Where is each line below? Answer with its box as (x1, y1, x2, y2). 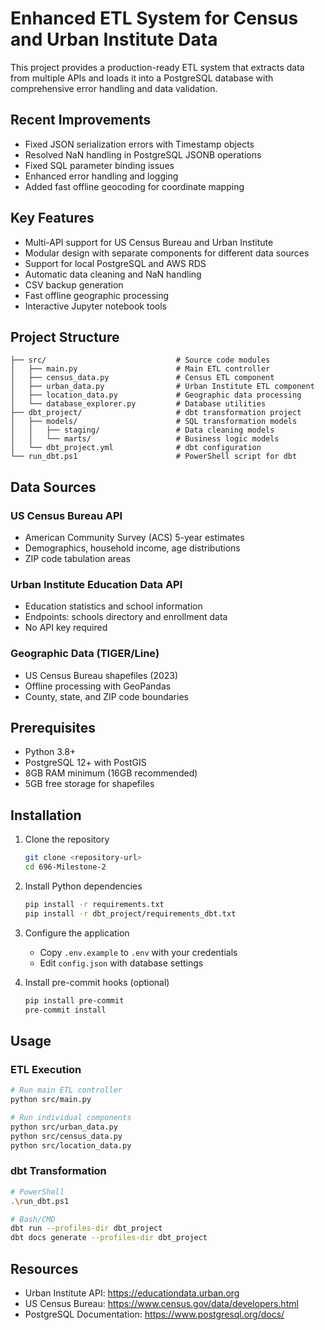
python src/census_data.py (10, 1131, 123, 1141)
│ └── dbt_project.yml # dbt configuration (10, 443, 262, 453)
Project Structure (10, 328, 120, 346)
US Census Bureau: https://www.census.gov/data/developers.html (24, 1297, 299, 1309)
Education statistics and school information (24, 600, 203, 612)
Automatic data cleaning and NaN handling (24, 268, 202, 280)
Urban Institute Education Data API (10, 577, 183, 591)
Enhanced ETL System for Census (10, 7, 299, 30)
